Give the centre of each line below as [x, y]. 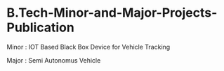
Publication [40, 27]
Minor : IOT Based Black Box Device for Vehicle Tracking [88, 47]
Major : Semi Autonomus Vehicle [54, 60]
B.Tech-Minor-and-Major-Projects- [112, 13]
